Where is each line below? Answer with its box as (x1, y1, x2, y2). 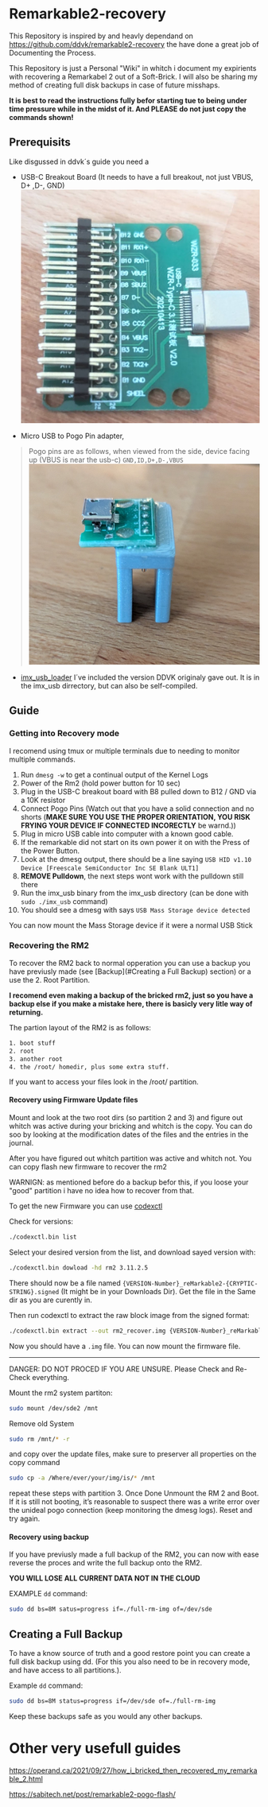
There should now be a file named (9, 1278, 122, 1288)
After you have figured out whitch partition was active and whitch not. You (9, 1154, 252, 1163)
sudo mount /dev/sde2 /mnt (9, 1404, 99, 1412)
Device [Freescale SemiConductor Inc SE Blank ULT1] (20, 864, 200, 872)
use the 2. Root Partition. (9, 975, 91, 984)
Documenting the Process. (9, 48, 96, 57)
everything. (32, 1372, 70, 1382)
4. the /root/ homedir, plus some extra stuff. (9, 1063, 170, 1071)
